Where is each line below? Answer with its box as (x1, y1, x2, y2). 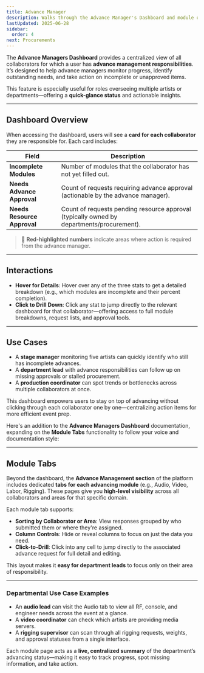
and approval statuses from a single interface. (15, 635, 131, 643)
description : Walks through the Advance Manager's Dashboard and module (6, 15, 194, 21)
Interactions (6, 265, 53, 276)
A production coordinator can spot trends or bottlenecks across (15, 379, 177, 386)
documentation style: (6, 435, 59, 442)
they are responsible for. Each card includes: (6, 138, 118, 145)
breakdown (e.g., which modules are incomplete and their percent (15, 288, 180, 295)
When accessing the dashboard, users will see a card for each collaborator (6, 131, 196, 138)
